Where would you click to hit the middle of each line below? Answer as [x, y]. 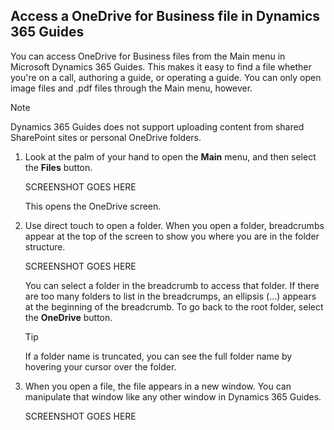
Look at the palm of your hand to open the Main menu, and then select [170, 156]
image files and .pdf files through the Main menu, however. [131, 88]
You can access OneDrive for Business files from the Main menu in [148, 56]
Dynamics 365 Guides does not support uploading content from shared [157, 126]
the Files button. [58, 167]
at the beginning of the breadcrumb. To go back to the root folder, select [174, 306]
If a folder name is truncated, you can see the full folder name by [158, 356]
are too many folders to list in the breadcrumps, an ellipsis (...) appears [170, 296]
